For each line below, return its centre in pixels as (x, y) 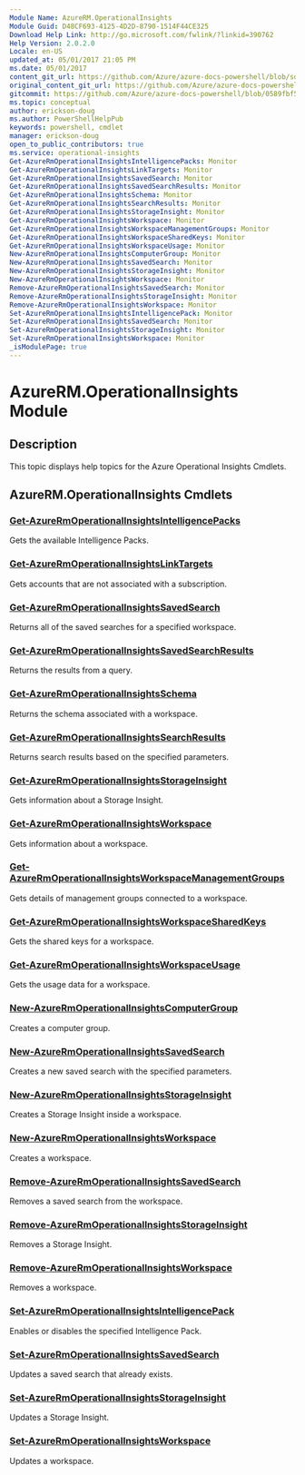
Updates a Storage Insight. (59, 1418)
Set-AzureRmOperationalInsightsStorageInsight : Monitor (117, 330)
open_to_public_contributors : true (77, 144)
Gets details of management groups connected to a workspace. (128, 898)
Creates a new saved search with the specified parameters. (121, 1071)
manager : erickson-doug (54, 136)
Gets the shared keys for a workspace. (82, 941)
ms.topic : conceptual (50, 102)
